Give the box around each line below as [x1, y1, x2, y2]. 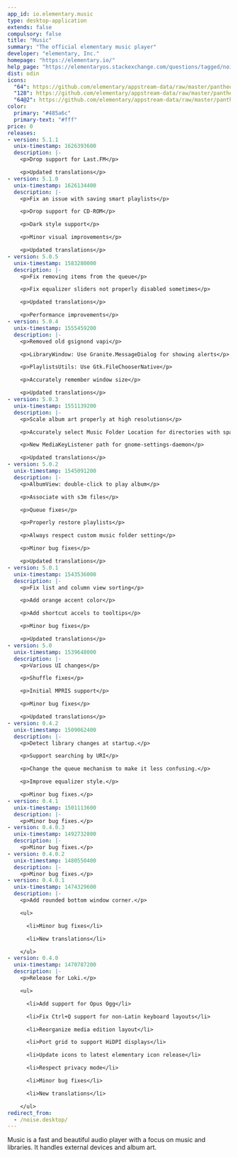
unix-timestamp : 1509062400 [13, 726, 97, 733]
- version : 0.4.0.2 [7, 851, 65, 858]
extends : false [7, 23, 52, 31]
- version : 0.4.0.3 [7, 824, 65, 831]
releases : [7, 129, 37, 137]
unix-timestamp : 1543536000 [13, 570, 97, 578]
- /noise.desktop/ [13, 1116, 69, 1124]
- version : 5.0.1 [7, 564, 59, 571]
